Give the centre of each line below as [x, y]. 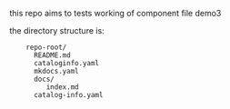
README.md [52, 55]
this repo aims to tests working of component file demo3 [115, 13]
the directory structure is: [57, 30]
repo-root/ [46, 47]
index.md [62, 87]
